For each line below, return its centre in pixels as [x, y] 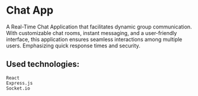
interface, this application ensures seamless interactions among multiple [94, 39]
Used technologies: [43, 64]
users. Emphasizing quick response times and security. [73, 46]
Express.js [20, 83]
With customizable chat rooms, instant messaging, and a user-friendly [92, 33]
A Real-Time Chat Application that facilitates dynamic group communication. [99, 27]
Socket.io [18, 88]
